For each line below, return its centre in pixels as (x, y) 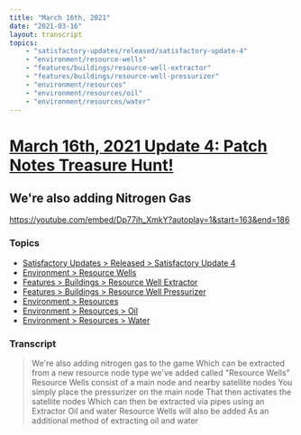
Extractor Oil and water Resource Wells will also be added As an (150, 411)
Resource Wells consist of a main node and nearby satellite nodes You (162, 382)
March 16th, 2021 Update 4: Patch (138, 146)
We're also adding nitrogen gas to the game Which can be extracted (158, 363)
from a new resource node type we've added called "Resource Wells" (160, 372)
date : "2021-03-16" (46, 26)
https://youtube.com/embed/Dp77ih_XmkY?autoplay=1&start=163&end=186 (150, 220)
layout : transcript (46, 34)
